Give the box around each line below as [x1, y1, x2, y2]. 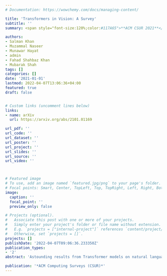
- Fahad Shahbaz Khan [5, 58, 50, 63]
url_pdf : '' [5, 126, 30, 131]
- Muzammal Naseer [5, 44, 43, 49]
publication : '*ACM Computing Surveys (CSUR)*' [5, 264, 106, 269]
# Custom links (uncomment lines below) [5, 103, 90, 108]
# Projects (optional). [5, 213, 55, 218]
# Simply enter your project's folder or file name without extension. [5, 222, 162, 227]
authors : [5, 34, 23, 40]
